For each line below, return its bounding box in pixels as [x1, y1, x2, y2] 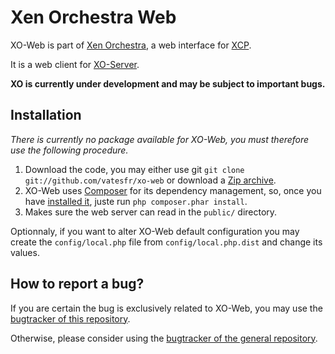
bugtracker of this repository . [10, 312, 131, 325]
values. [10, 246, 40, 258]
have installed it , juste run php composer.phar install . [24, 195, 248, 207]
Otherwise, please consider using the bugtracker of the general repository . [10, 332, 318, 344]
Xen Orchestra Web [10, 6, 177, 29]
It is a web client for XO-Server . [10, 58, 140, 70]
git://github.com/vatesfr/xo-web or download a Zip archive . [24, 174, 277, 186]
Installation [10, 107, 82, 124]
